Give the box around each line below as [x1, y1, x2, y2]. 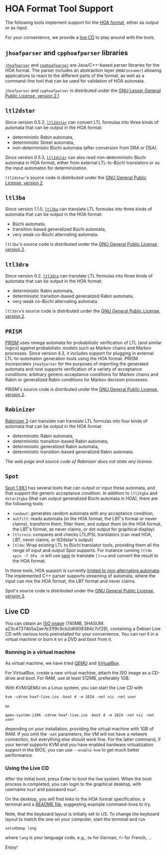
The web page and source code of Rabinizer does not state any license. [5, 458, 153, 464]
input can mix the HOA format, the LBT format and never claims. [5, 578, 136, 584]
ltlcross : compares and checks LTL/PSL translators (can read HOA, [12, 531, 153, 537]
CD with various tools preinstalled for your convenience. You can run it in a [5, 631, 158, 637]
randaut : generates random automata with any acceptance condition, [12, 510, 154, 516]
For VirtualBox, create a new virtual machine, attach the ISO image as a [5, 669, 151, 675]
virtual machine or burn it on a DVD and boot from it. [5, 636, 113, 642]
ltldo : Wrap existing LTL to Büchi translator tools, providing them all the [12, 542, 160, 548]
